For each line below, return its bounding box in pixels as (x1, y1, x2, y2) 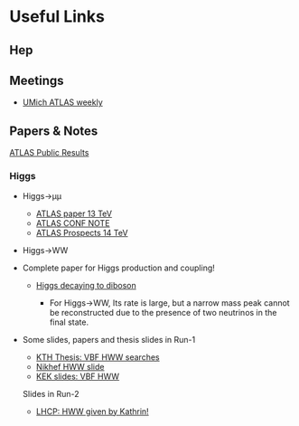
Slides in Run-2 (22, 388, 79, 399)
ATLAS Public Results (9, 147, 89, 158)
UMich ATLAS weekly (22, 97, 104, 108)
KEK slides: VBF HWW (35, 371, 120, 382)
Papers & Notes (9, 123, 98, 138)
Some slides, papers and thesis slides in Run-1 (22, 334, 196, 345)
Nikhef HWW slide (35, 361, 105, 372)
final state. (49, 317, 89, 327)
